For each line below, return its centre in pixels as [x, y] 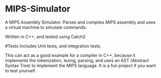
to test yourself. [21, 70]
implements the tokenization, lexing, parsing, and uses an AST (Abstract [77, 60]
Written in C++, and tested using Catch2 [45, 37]
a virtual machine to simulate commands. [46, 27]
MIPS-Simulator [38, 9]
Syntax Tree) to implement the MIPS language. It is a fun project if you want [80, 65]
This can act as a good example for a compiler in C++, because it [70, 55]
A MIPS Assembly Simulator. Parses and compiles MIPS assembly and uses [80, 22]
